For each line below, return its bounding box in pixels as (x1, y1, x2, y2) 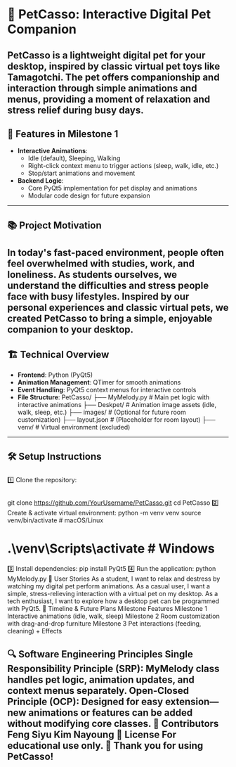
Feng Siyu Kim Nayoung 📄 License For (7, 728, 177, 740)
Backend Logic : (17, 176, 64, 185)
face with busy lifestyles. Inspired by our (7, 291, 190, 303)
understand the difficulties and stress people (7, 280, 209, 292)
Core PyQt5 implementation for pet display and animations (27, 184, 197, 193)
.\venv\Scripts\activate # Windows (7, 541, 216, 557)
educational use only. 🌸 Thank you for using (7, 740, 204, 752)
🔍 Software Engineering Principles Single (7, 648, 193, 660)
